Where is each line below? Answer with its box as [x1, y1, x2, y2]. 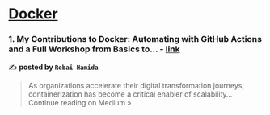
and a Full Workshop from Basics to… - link [8, 43, 180, 55]
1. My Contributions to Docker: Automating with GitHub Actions [8, 34, 263, 45]
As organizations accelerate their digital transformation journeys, [27, 81, 245, 91]
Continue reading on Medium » [27, 98, 132, 108]
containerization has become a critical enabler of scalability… [27, 89, 233, 99]
